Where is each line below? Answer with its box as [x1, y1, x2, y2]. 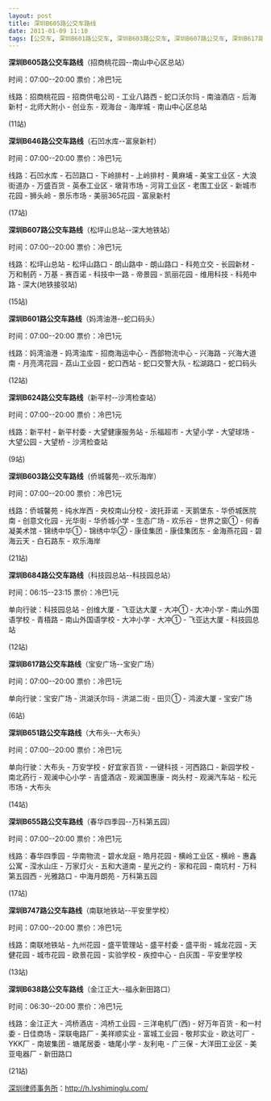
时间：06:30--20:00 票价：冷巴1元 [8, 1002, 123, 1011]
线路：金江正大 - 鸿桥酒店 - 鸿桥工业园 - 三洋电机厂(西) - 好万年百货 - [8, 1019, 239, 1028]
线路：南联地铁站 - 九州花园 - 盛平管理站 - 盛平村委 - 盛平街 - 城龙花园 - [8, 940, 248, 950]
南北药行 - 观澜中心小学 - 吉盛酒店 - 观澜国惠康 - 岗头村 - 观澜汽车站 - [8, 772, 240, 782]
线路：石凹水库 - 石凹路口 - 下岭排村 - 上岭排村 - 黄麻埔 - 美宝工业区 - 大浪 [8, 170, 256, 180]
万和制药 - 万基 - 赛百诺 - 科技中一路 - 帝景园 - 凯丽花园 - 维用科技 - [8, 270, 234, 279]
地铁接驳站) [39, 279, 78, 289]
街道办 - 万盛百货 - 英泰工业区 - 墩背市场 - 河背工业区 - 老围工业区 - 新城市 [8, 181, 256, 191]
